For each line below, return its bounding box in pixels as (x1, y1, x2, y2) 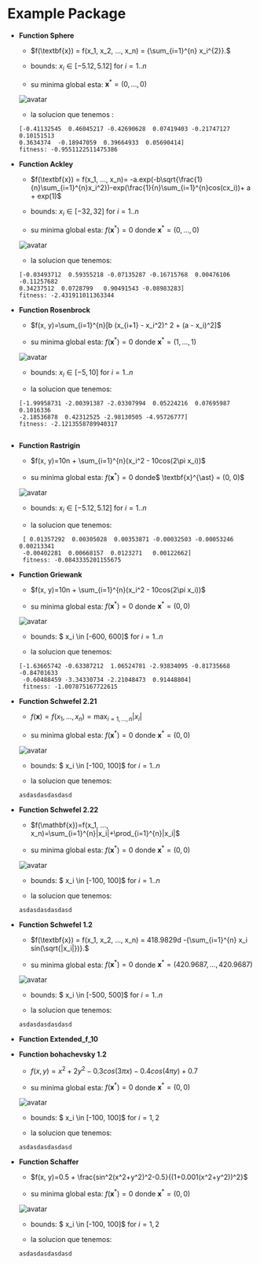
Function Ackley (18, 159, 74, 169)
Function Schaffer (18, 1157, 79, 1167)
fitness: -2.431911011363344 (18, 291, 115, 299)
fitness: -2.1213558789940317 (18, 420, 119, 428)
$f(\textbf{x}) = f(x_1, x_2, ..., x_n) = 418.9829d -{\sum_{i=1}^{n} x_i (30, 935, 248, 944)
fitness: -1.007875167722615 (22, 683, 119, 691)
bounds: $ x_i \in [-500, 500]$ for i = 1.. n (30, 991, 163, 1000)
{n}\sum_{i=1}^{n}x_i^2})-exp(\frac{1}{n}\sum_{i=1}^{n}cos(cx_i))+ (30, 183, 245, 192)
